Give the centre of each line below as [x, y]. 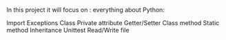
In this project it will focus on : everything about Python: [85, 10]
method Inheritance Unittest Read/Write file [68, 30]
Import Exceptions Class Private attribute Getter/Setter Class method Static [113, 23]
